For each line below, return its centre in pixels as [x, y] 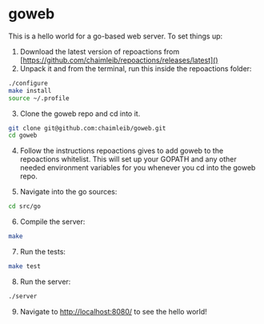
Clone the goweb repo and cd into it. [80, 114]
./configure [28, 83]
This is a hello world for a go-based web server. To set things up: [116, 36]
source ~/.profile [39, 98]
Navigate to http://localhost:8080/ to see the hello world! [113, 311]
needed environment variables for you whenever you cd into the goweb [138, 168]
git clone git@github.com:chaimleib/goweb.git [87, 128]
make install [30, 90]
